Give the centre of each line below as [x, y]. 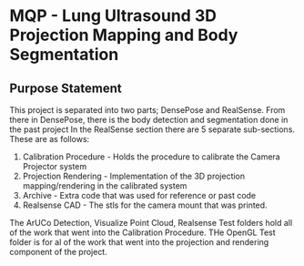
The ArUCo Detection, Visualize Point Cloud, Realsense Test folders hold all [151, 223]
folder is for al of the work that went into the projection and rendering [139, 242]
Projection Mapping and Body [124, 35]
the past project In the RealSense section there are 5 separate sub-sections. [152, 129]
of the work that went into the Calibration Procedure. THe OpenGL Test [142, 232]
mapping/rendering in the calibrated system [105, 186]
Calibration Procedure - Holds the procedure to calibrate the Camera [151, 157]
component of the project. [58, 252]
